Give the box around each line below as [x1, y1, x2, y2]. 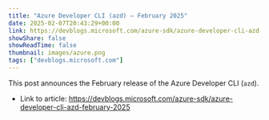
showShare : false [8, 34, 66, 42]
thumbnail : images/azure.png [8, 49, 106, 57]
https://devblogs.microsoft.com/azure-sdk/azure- [68, 94, 234, 103]
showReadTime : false [8, 42, 78, 50]
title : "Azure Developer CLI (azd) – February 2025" [8, 11, 188, 20]
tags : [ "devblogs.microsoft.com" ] [8, 57, 124, 65]
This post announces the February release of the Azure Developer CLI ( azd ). [8, 78, 259, 88]
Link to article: [19, 94, 67, 103]
